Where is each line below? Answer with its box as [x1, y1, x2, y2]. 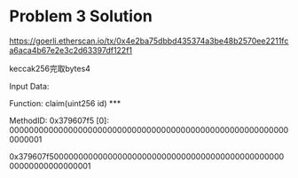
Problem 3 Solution [9, 6, 153, 27]
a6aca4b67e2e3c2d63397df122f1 [9, 44, 133, 55]
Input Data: [9, 81, 50, 91]
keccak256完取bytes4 [9, 63, 91, 74]
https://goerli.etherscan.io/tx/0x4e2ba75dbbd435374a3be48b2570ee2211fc [9, 35, 289, 46]
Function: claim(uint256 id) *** [9, 97, 122, 108]
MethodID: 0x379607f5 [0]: [9, 115, 109, 126]
